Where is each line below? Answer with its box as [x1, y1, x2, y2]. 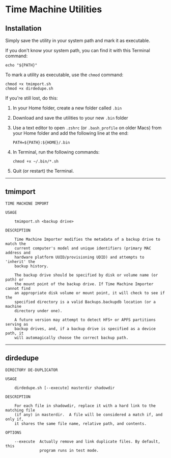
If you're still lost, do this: [5, 95, 58, 101]
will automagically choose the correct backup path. [14, 335, 129, 340]
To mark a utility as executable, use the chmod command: [5, 72, 124, 78]
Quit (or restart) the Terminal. [12, 168, 74, 174]
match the [5, 241, 26, 246]
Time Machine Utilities [5, 4, 102, 15]
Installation [5, 24, 42, 33]
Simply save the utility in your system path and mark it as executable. [5, 37, 151, 43]
